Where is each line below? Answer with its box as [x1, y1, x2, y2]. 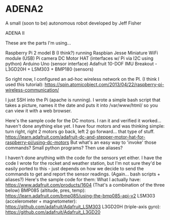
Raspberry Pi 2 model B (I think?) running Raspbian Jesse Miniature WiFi [5, 50, 158, 56]
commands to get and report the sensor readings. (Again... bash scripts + [5, 171, 160, 177]
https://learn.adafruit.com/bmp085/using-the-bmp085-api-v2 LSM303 [5, 192, 155, 199]
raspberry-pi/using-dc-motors [5, 139, 70, 145]
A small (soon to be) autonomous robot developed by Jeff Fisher [5, 20, 142, 26]
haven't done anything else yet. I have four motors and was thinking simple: [5, 123, 165, 129]
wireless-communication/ [5, 86, 59, 93]
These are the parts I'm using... [5, 39, 71, 46]
